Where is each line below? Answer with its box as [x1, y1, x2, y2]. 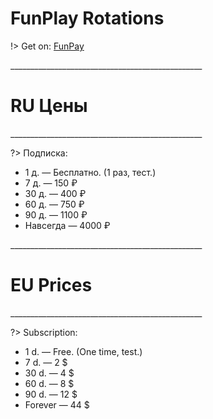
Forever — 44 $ [24, 398, 90, 411]
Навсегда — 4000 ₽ [24, 219, 111, 231]
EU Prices [10, 274, 93, 297]
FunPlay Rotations [10, 7, 165, 30]
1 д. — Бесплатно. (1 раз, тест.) [24, 166, 157, 178]
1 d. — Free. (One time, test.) [24, 345, 143, 357]
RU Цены [10, 95, 88, 117]
